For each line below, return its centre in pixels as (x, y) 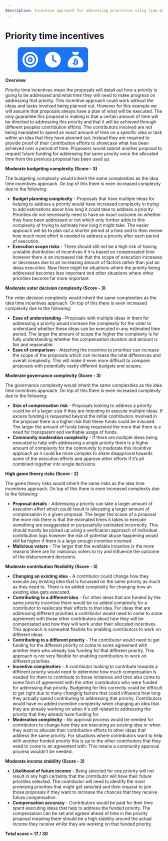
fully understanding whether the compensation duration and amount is (85, 339)
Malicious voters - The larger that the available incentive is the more (83, 546)
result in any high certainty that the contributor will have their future (82, 776)
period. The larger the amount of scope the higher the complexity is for (85, 334)
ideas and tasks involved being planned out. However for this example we (81, 105)
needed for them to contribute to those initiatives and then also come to (86, 677)
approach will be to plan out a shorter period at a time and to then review (87, 230)
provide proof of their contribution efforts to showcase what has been (77, 143)
